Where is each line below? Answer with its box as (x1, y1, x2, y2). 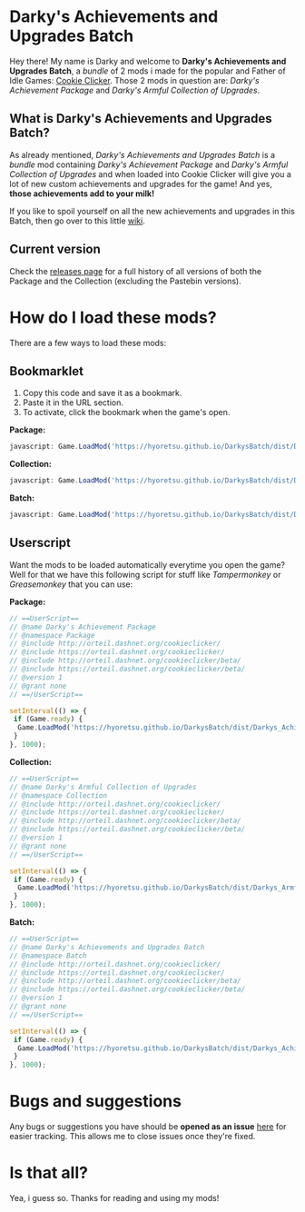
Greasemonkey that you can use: (9, 579, 133, 590)
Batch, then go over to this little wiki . (9, 215, 145, 226)
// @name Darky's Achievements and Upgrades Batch (9, 942, 205, 951)
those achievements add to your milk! (9, 188, 155, 199)
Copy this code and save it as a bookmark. (22, 388, 182, 399)
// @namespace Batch (9, 951, 88, 960)
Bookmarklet (9, 363, 84, 379)
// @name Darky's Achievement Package (9, 622, 156, 631)
